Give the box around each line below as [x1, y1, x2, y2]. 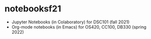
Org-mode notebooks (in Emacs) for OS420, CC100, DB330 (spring [11, 24, 147, 29]
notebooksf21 [4, 3, 62, 14]
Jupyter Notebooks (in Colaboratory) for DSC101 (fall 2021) [11, 19, 130, 25]
